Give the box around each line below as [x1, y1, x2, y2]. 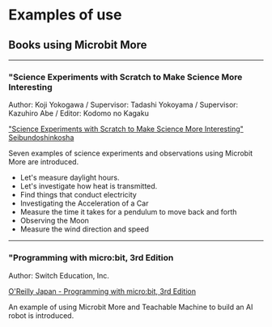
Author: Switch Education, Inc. [8, 270, 109, 280]
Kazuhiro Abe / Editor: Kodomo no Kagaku [8, 108, 150, 118]
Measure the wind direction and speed [19, 224, 150, 234]
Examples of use [8, 6, 122, 24]
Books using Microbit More [8, 38, 147, 52]
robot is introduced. [8, 310, 74, 321]
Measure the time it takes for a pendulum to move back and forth [19, 207, 237, 217]
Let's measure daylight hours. [19, 172, 120, 183]
